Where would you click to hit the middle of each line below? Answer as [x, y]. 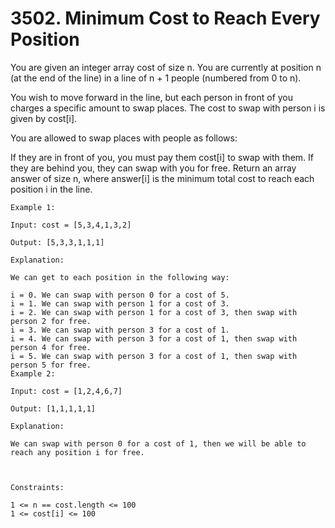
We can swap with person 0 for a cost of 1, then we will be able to [158, 443]
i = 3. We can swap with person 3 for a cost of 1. [120, 330]
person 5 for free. [51, 365]
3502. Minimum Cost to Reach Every [165, 18]
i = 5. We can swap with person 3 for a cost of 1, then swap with [154, 356]
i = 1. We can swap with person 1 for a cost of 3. [120, 303]
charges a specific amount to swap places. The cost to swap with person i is [168, 108]
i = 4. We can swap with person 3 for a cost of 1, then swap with [154, 338]
